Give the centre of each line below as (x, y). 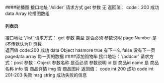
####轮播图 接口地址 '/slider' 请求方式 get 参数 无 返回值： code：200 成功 (82, 7)
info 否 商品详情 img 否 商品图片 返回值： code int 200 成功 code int (84, 69)
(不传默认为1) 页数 (24, 44)
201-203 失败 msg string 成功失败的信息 (46, 75)
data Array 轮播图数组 (27, 13)
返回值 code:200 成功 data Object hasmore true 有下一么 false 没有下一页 (80, 50)
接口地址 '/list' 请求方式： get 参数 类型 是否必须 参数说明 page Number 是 (81, 38)
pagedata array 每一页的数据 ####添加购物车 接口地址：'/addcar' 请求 (77, 57)
